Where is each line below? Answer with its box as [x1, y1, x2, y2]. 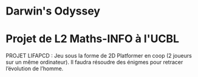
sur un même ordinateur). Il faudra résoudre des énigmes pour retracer [5, 59, 183, 66]
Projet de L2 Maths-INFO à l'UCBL [5, 32, 180, 46]
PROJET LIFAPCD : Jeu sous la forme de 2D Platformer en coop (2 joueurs [5, 52, 192, 59]
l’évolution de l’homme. [5, 65, 64, 72]
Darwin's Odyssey [5, 4, 101, 18]
